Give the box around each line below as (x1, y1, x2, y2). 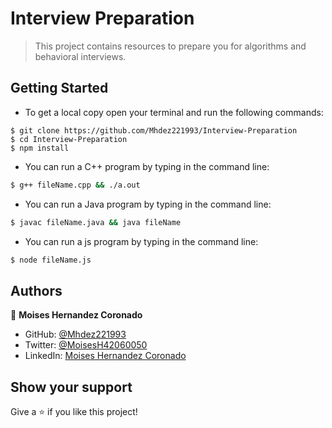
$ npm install (10, 143, 70, 153)
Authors (10, 282, 63, 299)
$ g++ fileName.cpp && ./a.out (10, 180, 141, 190)
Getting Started (10, 80, 109, 97)
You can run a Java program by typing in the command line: (24, 198, 272, 210)
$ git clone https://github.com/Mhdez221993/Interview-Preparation (10, 125, 298, 136)
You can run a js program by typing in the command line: (24, 235, 259, 247)
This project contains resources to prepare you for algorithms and (34, 40, 307, 52)
